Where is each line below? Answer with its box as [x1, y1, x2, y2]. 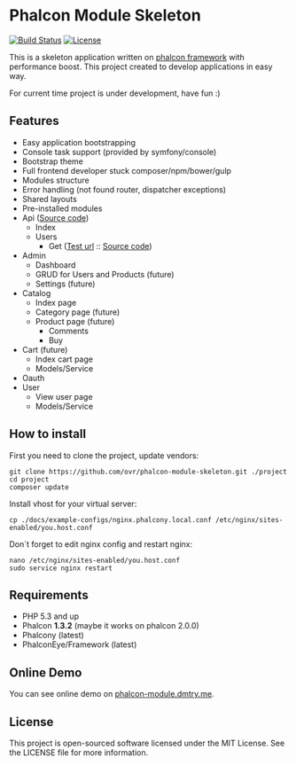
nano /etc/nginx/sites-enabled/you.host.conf [9, 556, 180, 565]
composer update [9, 482, 69, 492]
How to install [9, 426, 87, 441]
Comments [48, 325, 89, 336]
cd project [9, 475, 50, 484]
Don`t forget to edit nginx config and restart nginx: [9, 538, 193, 550]
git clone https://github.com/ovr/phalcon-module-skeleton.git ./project [9, 467, 288, 476]
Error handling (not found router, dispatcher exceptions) [21, 183, 227, 195]
